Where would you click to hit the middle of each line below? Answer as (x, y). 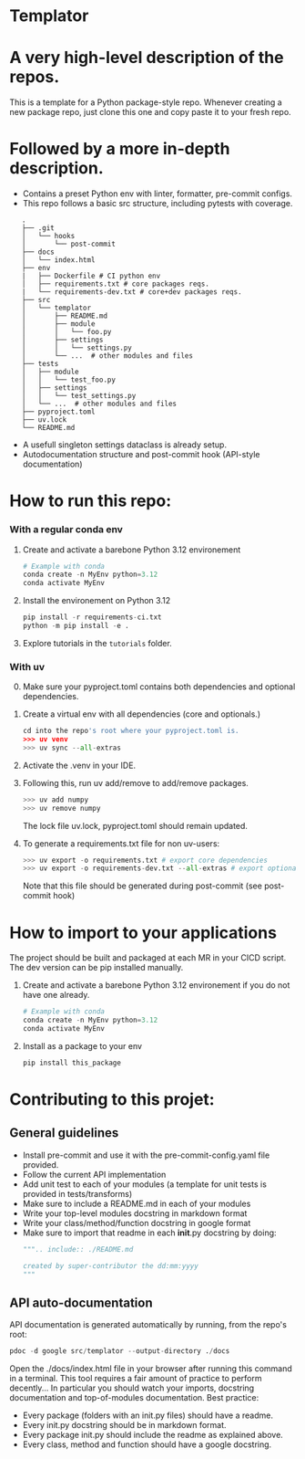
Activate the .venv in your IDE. (79, 765)
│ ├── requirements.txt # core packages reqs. (115, 284)
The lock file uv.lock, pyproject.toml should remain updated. (135, 825)
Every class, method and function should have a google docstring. (147, 1444)
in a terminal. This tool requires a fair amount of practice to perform (136, 1379)
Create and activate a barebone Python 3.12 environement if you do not (156, 985)
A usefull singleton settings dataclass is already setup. (125, 445)
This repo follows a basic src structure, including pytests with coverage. (158, 204)
